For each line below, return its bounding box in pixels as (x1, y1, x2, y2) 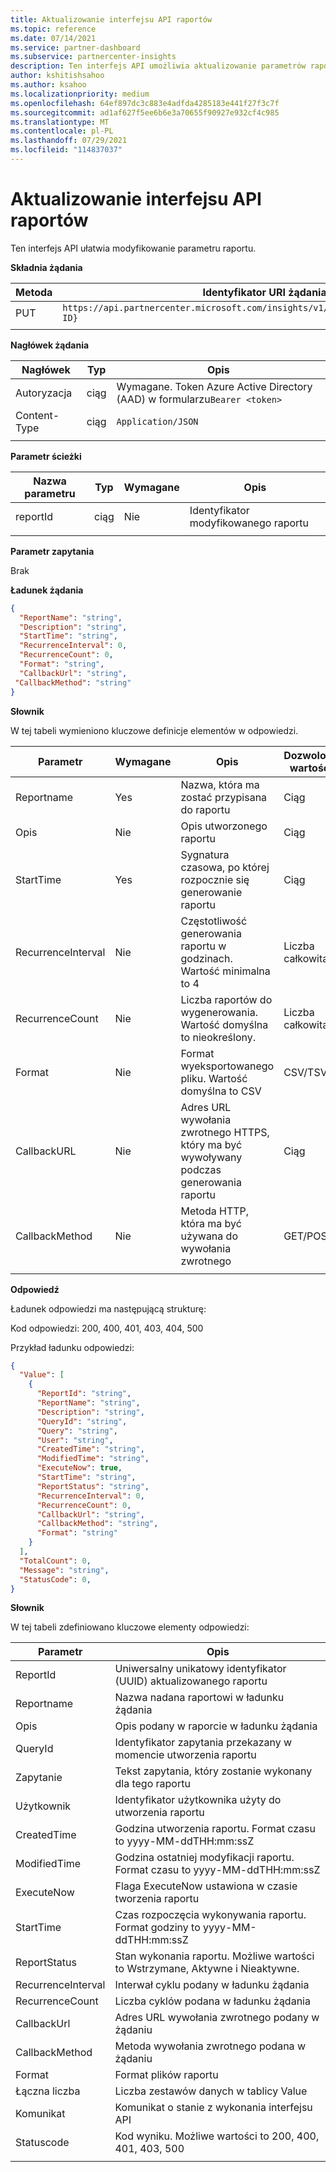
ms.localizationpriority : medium (10, 89, 150, 99)
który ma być (180, 1137, 243, 1151)
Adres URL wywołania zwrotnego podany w (114, 2011, 320, 2025)
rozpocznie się (180, 872, 250, 886)
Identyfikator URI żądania (202, 285, 327, 299)
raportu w (180, 939, 227, 953)
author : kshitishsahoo (10, 71, 105, 81)
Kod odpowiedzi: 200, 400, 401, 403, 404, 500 (10, 1322, 204, 1334)
